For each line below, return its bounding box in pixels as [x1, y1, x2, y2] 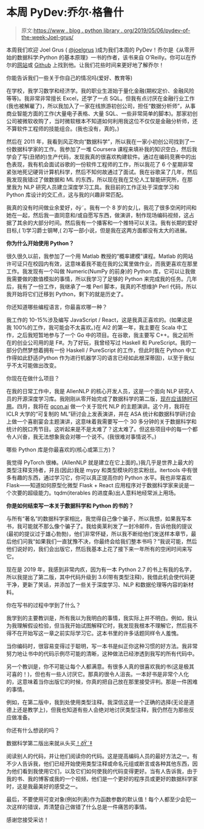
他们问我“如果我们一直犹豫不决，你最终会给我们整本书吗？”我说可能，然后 [11, 538, 197, 545]
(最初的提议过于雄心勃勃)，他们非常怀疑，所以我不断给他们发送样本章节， [6, 530, 191, 537]
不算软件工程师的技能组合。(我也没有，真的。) [6, 125, 120, 132]
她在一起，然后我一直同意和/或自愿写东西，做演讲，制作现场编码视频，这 [6, 211, 189, 218]
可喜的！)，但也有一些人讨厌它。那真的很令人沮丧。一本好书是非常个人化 [6, 670, 189, 677]
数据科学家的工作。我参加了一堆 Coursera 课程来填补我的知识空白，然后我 [11, 145, 197, 152]
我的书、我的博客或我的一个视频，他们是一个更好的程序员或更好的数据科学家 [6, 775, 198, 782]
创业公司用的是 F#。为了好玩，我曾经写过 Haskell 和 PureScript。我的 [16, 339, 191, 346]
